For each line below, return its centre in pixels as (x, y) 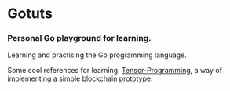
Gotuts (30, 14)
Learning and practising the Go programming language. (97, 55)
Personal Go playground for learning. (79, 38)
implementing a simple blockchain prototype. (80, 78)
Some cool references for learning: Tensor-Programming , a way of (115, 71)
